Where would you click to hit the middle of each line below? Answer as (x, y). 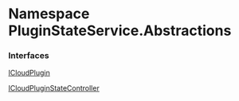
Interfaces (29, 56)
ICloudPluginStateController (54, 88)
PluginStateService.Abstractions (120, 31)
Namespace (49, 14)
